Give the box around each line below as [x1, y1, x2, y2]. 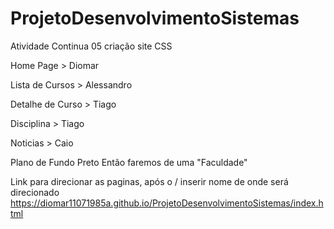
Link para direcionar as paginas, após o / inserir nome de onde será [10, 175, 289, 187]
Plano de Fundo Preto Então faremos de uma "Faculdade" [10, 156, 248, 168]
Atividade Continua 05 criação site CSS [10, 40, 173, 52]
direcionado [10, 186, 60, 198]
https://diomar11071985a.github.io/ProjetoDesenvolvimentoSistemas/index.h [10, 197, 324, 209]
